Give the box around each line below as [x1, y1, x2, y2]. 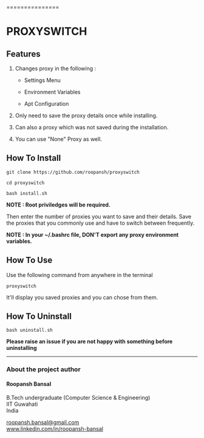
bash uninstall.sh [6, 327, 53, 334]
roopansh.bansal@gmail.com [6, 419, 80, 426]
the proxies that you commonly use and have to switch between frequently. [6, 219, 195, 227]
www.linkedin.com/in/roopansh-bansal [6, 425, 103, 432]
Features [6, 49, 41, 59]
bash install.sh [6, 190, 47, 196]
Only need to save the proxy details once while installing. [15, 112, 158, 119]
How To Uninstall [6, 311, 72, 322]
